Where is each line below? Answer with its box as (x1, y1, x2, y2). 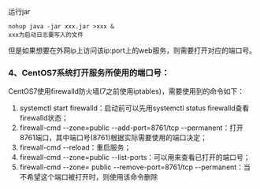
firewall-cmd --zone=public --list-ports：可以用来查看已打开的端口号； (19, 153, 251, 162)
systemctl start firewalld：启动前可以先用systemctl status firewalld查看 (19, 103, 250, 113)
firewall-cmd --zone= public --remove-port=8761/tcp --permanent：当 (19, 162, 251, 172)
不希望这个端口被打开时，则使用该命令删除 (19, 172, 158, 182)
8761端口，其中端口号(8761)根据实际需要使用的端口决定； (19, 133, 207, 143)
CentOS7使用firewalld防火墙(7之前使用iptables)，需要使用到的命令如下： (8, 87, 245, 96)
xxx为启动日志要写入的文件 (8, 31, 84, 39)
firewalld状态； (19, 113, 69, 123)
